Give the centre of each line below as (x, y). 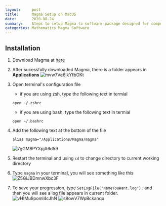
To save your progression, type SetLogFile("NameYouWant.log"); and (82, 188)
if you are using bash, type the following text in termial (75, 112)
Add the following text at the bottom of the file (59, 130)
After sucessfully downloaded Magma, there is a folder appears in (79, 69)
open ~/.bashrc (28, 121)
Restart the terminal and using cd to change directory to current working (86, 158)
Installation (23, 48)
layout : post (23, 10)
